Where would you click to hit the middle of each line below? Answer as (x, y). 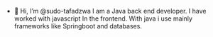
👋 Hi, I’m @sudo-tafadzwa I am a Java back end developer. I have (110, 11)
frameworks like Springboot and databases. (78, 26)
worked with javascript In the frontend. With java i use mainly (103, 18)
